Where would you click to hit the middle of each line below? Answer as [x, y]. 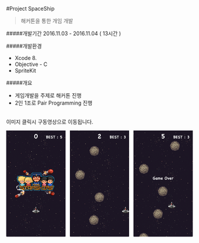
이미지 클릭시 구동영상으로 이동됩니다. [50, 122]
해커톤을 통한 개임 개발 [47, 21]
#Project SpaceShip [31, 9]
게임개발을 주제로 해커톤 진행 [48, 95]
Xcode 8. [26, 58]
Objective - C [31, 64]
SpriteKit [25, 70]
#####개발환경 [24, 46]
